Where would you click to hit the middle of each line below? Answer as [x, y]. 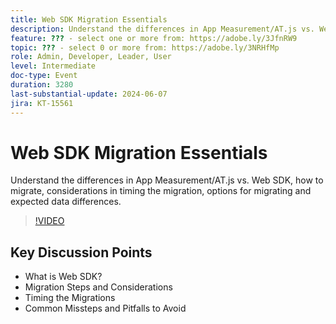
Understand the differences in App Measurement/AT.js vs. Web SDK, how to [167, 180]
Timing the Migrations [70, 298]
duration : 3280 [42, 85]
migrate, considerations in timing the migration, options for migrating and [161, 191]
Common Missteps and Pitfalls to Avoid [105, 308]
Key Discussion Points [81, 252]
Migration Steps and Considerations [98, 287]
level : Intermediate [53, 66]
